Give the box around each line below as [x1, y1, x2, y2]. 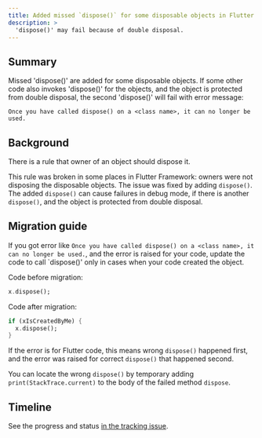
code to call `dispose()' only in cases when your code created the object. [8, 257, 245, 267]
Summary [8, 55, 57, 68]
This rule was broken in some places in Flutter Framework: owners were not [8, 172, 253, 181]
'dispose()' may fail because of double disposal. [15, 26, 184, 34]
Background [8, 136, 69, 149]
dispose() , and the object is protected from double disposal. [8, 197, 203, 206]
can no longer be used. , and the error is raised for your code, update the [8, 249, 246, 258]
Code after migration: [8, 301, 77, 311]
